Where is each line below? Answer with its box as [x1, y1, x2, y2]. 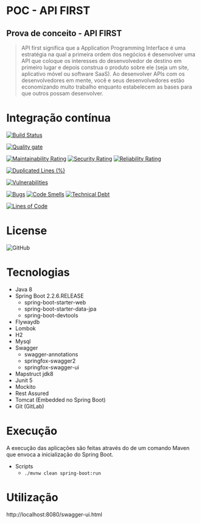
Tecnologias [6, 265, 70, 279]
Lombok [15, 325, 37, 332]
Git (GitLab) [15, 402, 44, 410]
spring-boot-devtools [24, 311, 79, 319]
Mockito [15, 383, 36, 390]
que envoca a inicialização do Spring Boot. [6, 451, 114, 458]
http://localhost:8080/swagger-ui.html [6, 511, 102, 518]
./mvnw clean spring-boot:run [24, 470, 102, 476]
